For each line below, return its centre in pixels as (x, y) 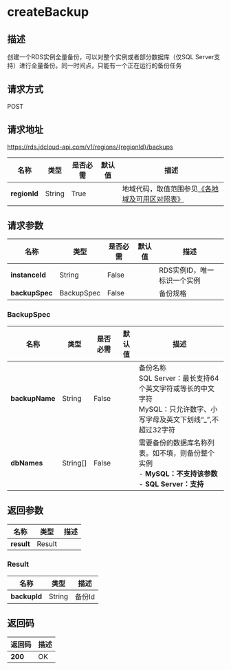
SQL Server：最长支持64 (179, 378)
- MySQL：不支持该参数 (178, 474)
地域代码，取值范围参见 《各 (167, 189)
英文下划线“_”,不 (192, 419)
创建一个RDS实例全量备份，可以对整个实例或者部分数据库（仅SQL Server (111, 57)
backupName (33, 398)
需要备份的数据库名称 (173, 443)
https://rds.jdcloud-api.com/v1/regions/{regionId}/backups (90, 147)
